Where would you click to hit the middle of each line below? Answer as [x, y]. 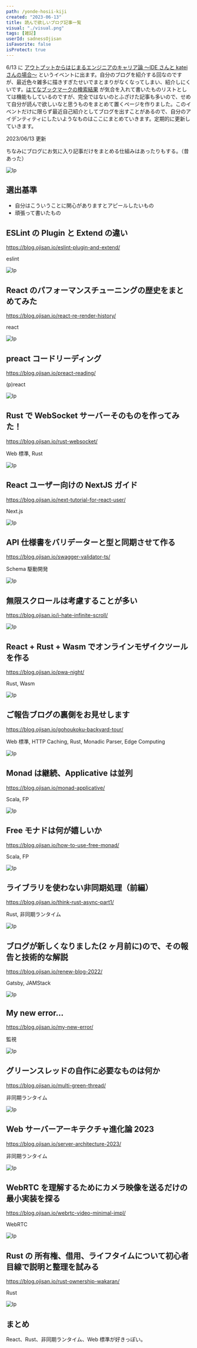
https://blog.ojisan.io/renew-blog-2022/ [54, 972]
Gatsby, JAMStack [29, 983]
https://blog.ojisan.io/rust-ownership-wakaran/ [63, 1282]
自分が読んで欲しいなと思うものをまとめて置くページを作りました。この [98, 104]
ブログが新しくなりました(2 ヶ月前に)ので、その [94, 946]
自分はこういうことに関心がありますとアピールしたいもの [84, 205]
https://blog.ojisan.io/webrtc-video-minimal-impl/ [66, 1213]
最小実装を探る [33, 1198]
